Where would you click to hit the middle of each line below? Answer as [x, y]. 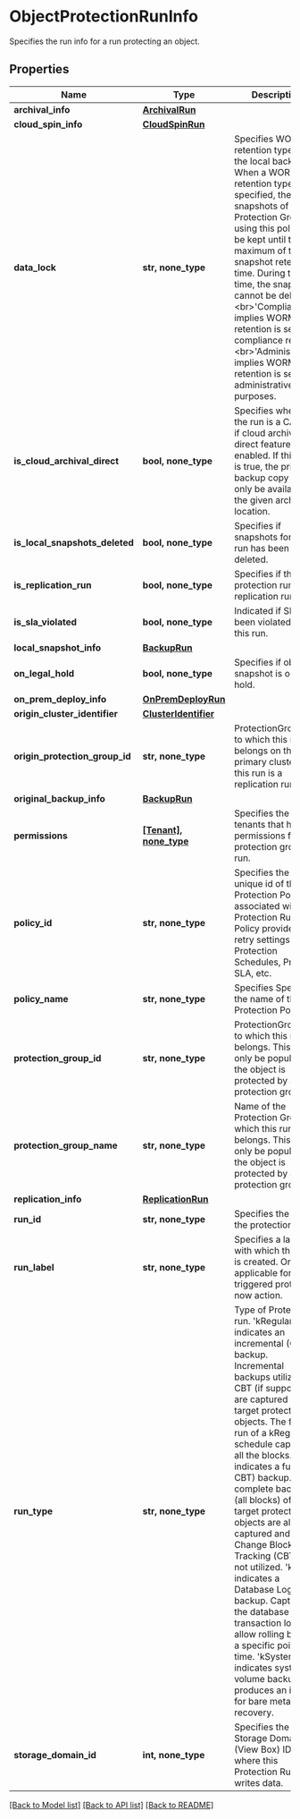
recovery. [254, 1713]
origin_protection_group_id [72, 756]
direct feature [262, 444]
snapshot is [258, 673]
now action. [258, 1295]
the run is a [257, 421]
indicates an [259, 1332]
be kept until [260, 239]
